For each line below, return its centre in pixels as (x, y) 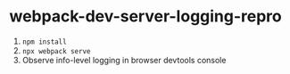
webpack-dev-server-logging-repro (146, 16)
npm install (44, 42)
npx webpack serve (56, 51)
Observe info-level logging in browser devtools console (124, 60)
